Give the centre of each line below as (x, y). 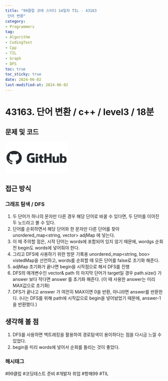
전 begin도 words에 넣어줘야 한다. (46, 248)
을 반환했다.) (25, 304)
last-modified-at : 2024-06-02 (37, 85)
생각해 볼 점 (22, 321)
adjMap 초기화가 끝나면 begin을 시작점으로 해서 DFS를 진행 (71, 266)
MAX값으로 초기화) (31, 285)
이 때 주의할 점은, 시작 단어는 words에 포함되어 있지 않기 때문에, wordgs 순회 (88, 241)
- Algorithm (18, 37)
